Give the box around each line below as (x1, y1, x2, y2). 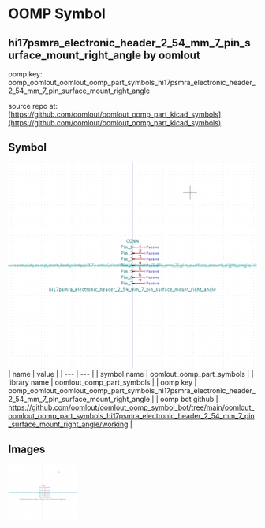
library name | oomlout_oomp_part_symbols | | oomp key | (8, 377, 197, 387)
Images (8, 442, 46, 455)
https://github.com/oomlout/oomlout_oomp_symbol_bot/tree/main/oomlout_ (8, 403, 255, 412)
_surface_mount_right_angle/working (8, 419, 129, 429)
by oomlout (143, 48, 201, 61)
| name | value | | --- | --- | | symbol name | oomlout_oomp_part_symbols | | (8, 370, 254, 379)
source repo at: (8, 102, 58, 110)
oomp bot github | (160, 395, 218, 404)
